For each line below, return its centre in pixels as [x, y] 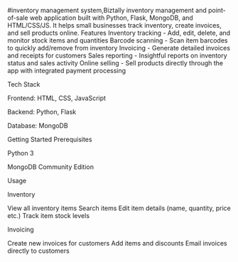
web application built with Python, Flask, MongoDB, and [111, 18]
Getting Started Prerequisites [50, 139]
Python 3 [21, 153]
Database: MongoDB [38, 126]
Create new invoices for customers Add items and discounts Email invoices [117, 243]
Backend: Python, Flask [42, 112]
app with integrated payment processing [67, 71]
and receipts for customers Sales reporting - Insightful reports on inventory [117, 55]
